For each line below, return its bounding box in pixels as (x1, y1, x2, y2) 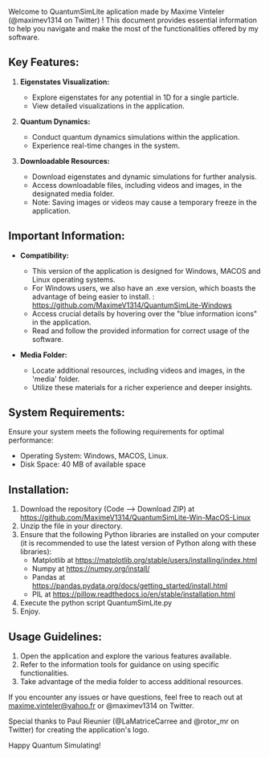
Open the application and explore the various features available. (19, 651, 232, 661)
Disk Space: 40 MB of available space (19, 459, 146, 469)
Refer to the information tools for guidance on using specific (19, 660, 219, 670)
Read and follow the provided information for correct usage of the (31, 325, 251, 336)
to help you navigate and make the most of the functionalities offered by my (8, 24, 259, 33)
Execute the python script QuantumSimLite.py (19, 598, 173, 608)
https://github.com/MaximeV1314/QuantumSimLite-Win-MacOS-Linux (19, 513, 251, 523)
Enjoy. (19, 606, 41, 617)
